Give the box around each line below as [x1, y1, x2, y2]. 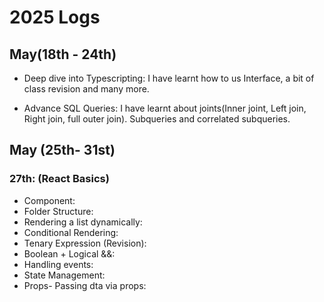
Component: [23, 194, 76, 206]
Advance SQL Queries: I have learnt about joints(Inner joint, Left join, [23, 102, 307, 114]
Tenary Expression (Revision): [23, 237, 147, 249]
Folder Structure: [23, 205, 94, 217]
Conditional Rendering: [23, 226, 119, 238]
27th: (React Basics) [9, 172, 110, 186]
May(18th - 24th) [9, 46, 117, 63]
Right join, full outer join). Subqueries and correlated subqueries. [23, 113, 291, 125]
